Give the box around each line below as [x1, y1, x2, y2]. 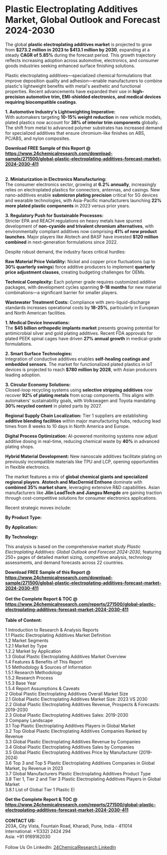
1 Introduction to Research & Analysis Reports [5, 626, 99, 632]
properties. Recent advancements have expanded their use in [5, 88, 132, 94]
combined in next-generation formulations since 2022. [5, 239, 118, 245]
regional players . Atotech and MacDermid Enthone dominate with [5, 479, 143, 485]
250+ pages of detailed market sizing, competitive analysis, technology [5, 554, 152, 560]
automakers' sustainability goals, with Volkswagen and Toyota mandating [5, 397, 156, 403]
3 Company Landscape [5, 717, 53, 723]
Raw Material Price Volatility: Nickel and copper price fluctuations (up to [5, 258, 156, 264]
